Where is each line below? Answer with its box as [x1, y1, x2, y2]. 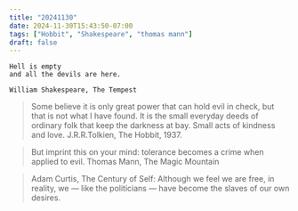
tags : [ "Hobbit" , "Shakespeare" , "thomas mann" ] [9, 29, 193, 38]
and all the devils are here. [9, 70, 122, 79]
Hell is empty [9, 62, 62, 71]
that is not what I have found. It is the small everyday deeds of [30, 110, 260, 121]
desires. [30, 192, 60, 203]
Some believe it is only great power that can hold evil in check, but [30, 101, 275, 112]
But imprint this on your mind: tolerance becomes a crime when [30, 147, 264, 158]
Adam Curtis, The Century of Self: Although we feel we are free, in [30, 174, 275, 184]
